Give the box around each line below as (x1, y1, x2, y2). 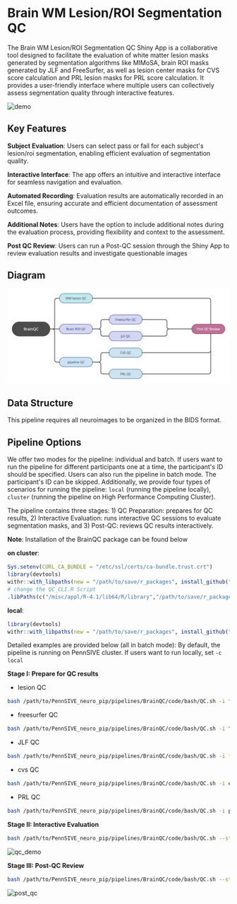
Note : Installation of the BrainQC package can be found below (7, 535, 188, 544)
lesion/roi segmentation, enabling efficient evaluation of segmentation (7, 149, 211, 157)
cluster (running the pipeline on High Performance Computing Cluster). (7, 493, 216, 502)
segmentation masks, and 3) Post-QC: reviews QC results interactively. (7, 521, 214, 530)
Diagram (7, 270, 46, 282)
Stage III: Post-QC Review (7, 861, 85, 869)
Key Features (7, 122, 67, 135)
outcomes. (7, 207, 39, 215)
